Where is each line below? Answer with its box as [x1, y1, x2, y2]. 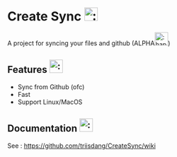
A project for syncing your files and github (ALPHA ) [7, 39, 171, 47]
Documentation [7, 122, 78, 134]
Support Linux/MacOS [17, 98, 83, 106]
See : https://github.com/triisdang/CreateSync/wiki [7, 141, 156, 150]
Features [7, 64, 47, 76]
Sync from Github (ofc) [17, 82, 85, 91]
